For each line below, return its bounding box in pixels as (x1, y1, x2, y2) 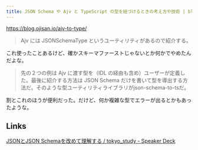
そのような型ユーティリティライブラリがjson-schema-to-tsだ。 (36, 84, 190, 91)
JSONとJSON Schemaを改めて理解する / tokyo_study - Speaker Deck (6, 138, 176, 145)
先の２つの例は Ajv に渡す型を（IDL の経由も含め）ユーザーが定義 (20, 69, 181, 76)
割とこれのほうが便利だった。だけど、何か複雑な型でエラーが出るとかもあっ (6, 96, 192, 104)
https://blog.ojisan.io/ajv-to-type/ (6, 25, 87, 32)
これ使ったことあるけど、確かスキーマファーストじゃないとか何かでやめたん (6, 49, 192, 56)
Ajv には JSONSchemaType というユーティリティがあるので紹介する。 (20, 36, 192, 44)
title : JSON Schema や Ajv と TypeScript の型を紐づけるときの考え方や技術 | (6, 8, 186, 15)
